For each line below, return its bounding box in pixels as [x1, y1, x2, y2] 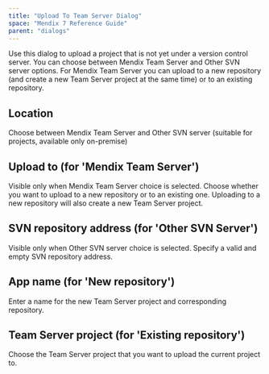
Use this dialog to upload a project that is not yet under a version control [8, 49, 248, 59]
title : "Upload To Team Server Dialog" [8, 11, 143, 20]
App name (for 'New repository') [8, 275, 176, 289]
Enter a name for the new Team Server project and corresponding [8, 296, 227, 306]
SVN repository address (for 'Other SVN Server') [8, 222, 259, 235]
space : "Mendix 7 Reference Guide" [8, 19, 128, 27]
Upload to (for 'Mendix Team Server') [8, 160, 200, 173]
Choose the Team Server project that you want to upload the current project [8, 350, 261, 359]
